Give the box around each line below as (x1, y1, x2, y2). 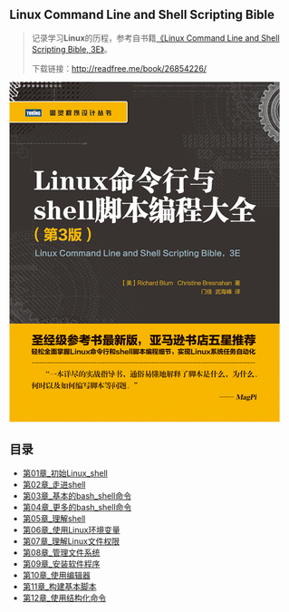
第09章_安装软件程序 (22, 558, 101, 569)
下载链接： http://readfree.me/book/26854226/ (31, 63, 207, 73)
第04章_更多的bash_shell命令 (22, 501, 132, 512)
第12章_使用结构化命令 (22, 592, 107, 603)
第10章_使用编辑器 (22, 569, 91, 580)
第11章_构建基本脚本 (22, 580, 97, 592)
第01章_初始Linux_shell (22, 467, 109, 479)
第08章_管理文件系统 (22, 547, 101, 558)
